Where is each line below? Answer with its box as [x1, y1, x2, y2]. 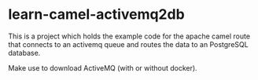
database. [8, 48, 41, 57]
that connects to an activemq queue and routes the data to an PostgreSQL [8, 39, 249, 49]
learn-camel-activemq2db [8, 5, 185, 24]
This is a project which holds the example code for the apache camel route [8, 31, 250, 41]
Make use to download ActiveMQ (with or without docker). [8, 63, 198, 72]
